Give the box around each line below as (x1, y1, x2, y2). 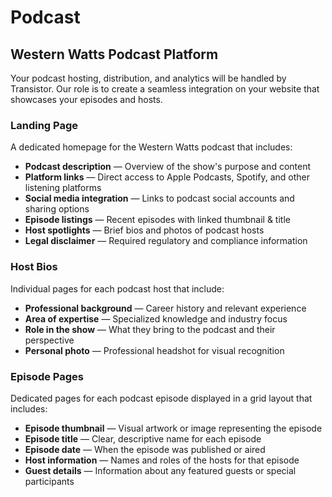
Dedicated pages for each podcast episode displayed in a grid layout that (10, 392, 313, 404)
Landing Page (10, 118, 79, 132)
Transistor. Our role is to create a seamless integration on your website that (10, 83, 320, 95)
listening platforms (24, 182, 102, 194)
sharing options (24, 203, 90, 215)
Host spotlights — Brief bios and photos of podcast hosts (24, 224, 265, 236)
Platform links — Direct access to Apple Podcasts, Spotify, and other (24, 171, 311, 183)
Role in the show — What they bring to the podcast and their (24, 323, 276, 335)
